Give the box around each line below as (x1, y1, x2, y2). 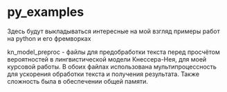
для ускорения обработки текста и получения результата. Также (7, 70, 199, 78)
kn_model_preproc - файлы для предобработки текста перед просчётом (7, 48, 220, 56)
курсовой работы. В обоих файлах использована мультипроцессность (7, 62, 217, 71)
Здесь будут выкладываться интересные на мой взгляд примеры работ (7, 27, 220, 35)
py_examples (7, 4, 84, 20)
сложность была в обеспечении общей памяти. (7, 77, 149, 85)
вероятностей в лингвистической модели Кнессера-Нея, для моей (7, 55, 207, 63)
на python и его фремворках (7, 34, 91, 42)
